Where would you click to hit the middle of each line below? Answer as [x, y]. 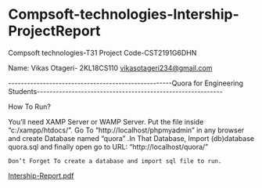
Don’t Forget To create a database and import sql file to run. [115, 161]
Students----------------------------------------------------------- [115, 91]
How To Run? [29, 107]
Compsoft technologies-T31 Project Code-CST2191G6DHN [102, 52]
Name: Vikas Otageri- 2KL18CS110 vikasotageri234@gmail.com [110, 67]
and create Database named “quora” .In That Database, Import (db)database [131, 138]
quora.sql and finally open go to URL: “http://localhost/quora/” [108, 146]
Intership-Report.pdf [41, 175]
